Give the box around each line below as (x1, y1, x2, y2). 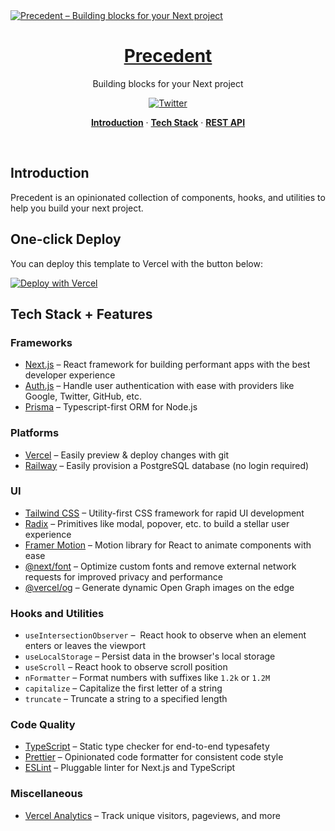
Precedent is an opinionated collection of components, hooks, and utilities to (10, 191, 326, 203)
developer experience (24, 369, 116, 381)
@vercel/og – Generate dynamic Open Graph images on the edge (24, 581, 295, 593)
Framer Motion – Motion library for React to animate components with (24, 539, 312, 551)
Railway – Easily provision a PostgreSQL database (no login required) (24, 459, 310, 471)
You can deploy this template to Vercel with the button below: (10, 257, 263, 269)
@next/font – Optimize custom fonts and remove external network (24, 560, 297, 572)
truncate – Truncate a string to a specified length (24, 693, 228, 705)
